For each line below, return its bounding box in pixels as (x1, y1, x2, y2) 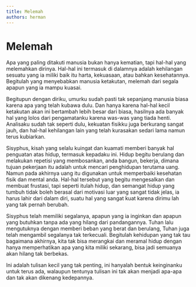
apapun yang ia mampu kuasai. (6, 84, 82, 92)
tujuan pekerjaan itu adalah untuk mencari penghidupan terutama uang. (6, 164, 180, 171)
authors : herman (6, 14, 46, 20)
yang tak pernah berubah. (6, 201, 69, 208)
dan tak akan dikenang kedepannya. (6, 274, 94, 281)
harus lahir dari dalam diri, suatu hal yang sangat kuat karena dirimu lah (6, 195, 180, 202)
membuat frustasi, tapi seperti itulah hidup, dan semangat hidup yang (6, 182, 175, 190)
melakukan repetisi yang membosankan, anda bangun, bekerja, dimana (6, 157, 180, 164)
